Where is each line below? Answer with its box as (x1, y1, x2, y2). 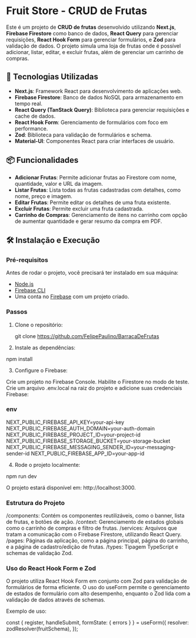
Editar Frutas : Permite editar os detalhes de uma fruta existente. (14, 199, 171, 206)
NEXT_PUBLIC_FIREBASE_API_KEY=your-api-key (6, 419, 125, 426)
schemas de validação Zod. (6, 550, 73, 557)
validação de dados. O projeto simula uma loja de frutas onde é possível (6, 42, 181, 49)
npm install (6, 355, 33, 362)
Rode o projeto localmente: (14, 461, 81, 468)
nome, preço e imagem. (14, 192, 72, 199)
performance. (14, 125, 48, 132)
